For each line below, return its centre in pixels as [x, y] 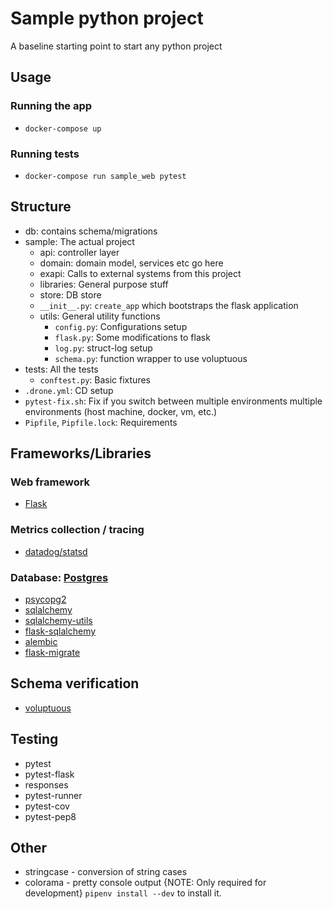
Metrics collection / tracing [77, 530]
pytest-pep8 [50, 816]
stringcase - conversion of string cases [106, 872]
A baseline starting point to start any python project [116, 46]
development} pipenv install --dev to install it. [123, 893]
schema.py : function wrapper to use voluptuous [151, 358]
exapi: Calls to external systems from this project [140, 273]
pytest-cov [47, 806]
